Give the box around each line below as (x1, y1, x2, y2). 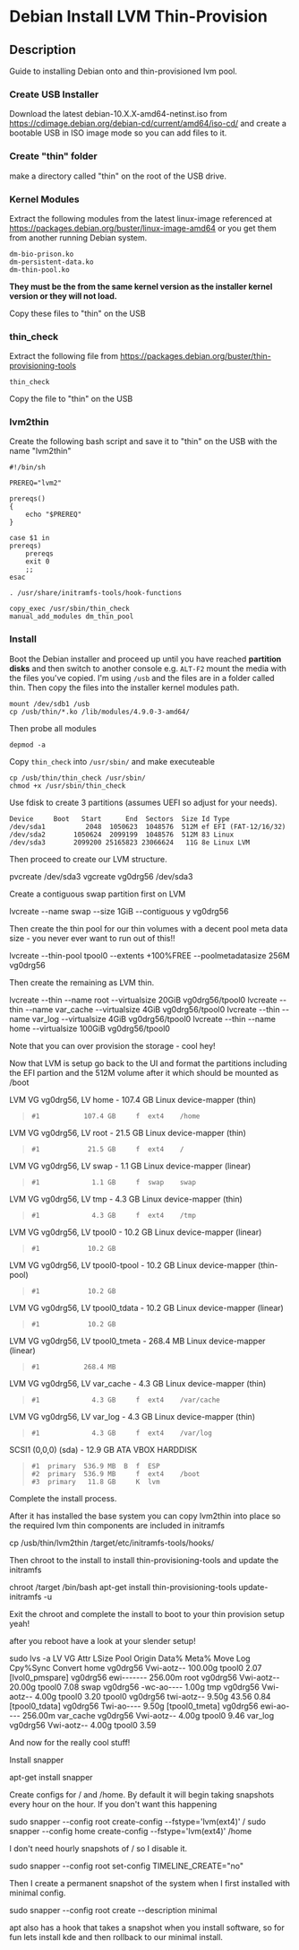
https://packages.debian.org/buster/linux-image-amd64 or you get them (9, 223, 277, 233)
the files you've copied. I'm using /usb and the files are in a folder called (9, 672, 275, 683)
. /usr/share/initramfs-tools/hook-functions (9, 589, 182, 598)
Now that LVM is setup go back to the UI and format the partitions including (9, 1057, 288, 1069)
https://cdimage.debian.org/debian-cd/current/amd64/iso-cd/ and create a (9, 118, 286, 129)
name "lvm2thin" (9, 446, 72, 457)
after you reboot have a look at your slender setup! (9, 1635, 196, 1646)
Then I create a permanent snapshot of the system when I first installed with (9, 1877, 291, 1888)
